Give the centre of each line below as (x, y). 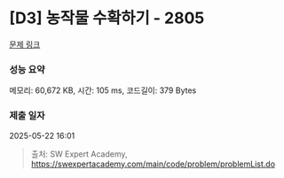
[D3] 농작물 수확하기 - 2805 (107, 18)
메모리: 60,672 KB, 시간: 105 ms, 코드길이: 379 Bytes (103, 90)
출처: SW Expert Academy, (79, 154)
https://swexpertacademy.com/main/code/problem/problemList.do (153, 164)
